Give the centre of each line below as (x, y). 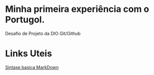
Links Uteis (29, 54)
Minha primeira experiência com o (77, 9)
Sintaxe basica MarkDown (32, 67)
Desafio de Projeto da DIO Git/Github (43, 33)
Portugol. (25, 20)
